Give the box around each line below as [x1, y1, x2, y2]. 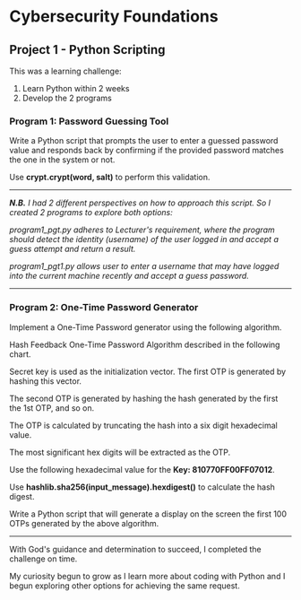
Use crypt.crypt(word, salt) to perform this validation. [9, 172, 211, 183]
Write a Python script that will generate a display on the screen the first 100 [9, 509, 288, 519]
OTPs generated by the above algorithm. [9, 517, 159, 528]
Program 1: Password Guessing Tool [9, 115, 169, 127]
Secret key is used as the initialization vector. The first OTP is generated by [9, 366, 287, 377]
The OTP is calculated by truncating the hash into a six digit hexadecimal [9, 420, 278, 430]
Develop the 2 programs [21, 92, 112, 103]
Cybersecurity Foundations [9, 6, 219, 27]
